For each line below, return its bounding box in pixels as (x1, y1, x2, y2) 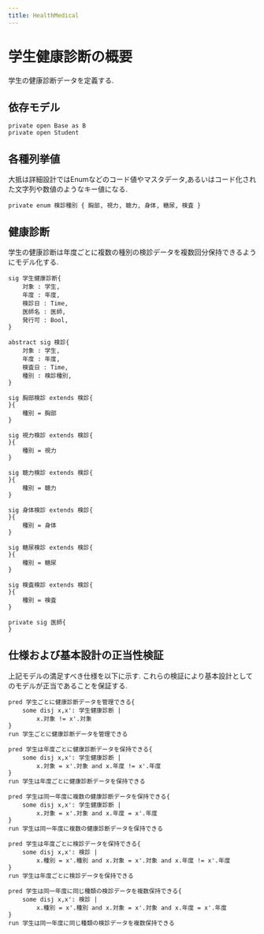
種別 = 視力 (22, 447, 57, 454)
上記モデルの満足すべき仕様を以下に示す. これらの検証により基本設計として (8, 671, 254, 680)
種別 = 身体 (22, 521, 57, 529)
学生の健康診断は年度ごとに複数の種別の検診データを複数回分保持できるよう (8, 247, 257, 257)
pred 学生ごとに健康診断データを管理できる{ (8, 698, 136, 706)
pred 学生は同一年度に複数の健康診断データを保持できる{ (8, 792, 171, 800)
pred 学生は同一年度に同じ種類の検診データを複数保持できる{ (8, 887, 182, 895)
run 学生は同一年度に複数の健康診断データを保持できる (8, 825, 163, 832)
